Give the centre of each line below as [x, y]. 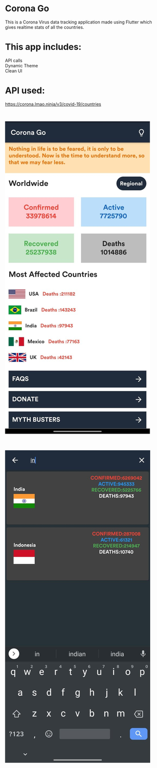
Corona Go [27, 9]
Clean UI [14, 71]
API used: [25, 91]
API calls [14, 60]
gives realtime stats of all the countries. [45, 27]
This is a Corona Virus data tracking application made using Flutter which [78, 22]
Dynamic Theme [21, 65]
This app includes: [43, 47]
